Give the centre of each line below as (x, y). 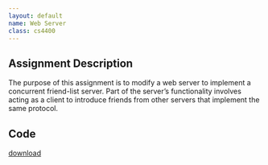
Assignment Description (71, 63)
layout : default (35, 16)
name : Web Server (37, 23)
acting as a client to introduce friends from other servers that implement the (134, 100)
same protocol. (33, 109)
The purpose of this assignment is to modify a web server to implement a (130, 83)
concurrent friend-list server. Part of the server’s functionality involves (125, 91)
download (25, 153)
